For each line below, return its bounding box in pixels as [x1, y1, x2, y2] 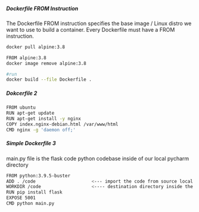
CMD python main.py [6, 201, 55, 207]
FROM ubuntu [6, 105, 36, 110]
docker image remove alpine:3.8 [6, 60, 86, 66]
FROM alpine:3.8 [6, 54, 46, 61]
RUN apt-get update [6, 110, 55, 116]
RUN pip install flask [6, 189, 63, 195]
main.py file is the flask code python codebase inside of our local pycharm [6, 155, 189, 162]
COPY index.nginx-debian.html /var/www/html [6, 121, 119, 127]
